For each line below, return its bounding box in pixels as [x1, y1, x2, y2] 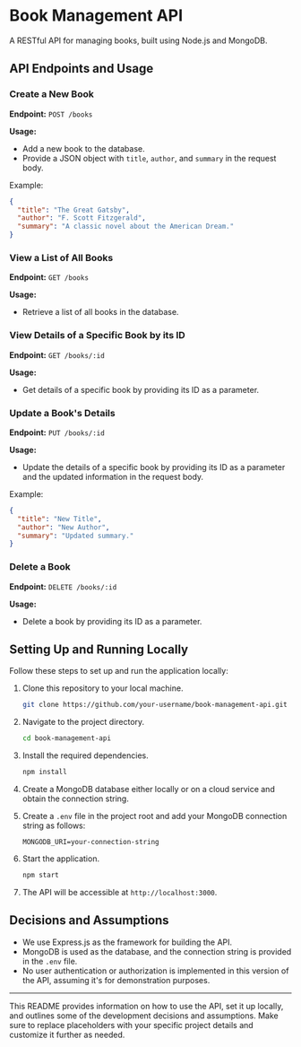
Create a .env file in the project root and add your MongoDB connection [21, 811, 288, 821]
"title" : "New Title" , [17, 514, 102, 523]
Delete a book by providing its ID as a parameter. [21, 615, 202, 626]
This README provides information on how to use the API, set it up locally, [9, 1000, 284, 1011]
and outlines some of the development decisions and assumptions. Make [9, 1010, 279, 1021]
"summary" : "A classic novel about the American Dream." [17, 222, 235, 231]
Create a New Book [9, 88, 94, 100]
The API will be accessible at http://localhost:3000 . [21, 886, 218, 897]
